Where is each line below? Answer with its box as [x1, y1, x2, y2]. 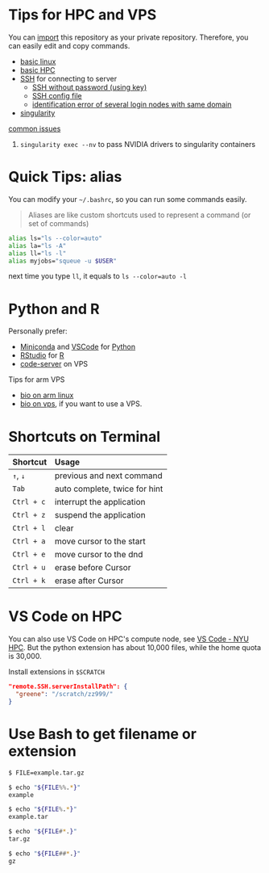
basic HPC [19, 65, 56, 74]
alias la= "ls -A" [8, 241, 67, 250]
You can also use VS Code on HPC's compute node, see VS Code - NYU [8, 634, 250, 644]
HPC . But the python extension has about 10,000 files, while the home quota [8, 643, 262, 653]
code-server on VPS [19, 359, 89, 369]
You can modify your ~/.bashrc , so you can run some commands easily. [8, 194, 247, 204]
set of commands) [27, 218, 89, 228]
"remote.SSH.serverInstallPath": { [8, 682, 128, 691]
